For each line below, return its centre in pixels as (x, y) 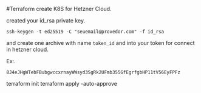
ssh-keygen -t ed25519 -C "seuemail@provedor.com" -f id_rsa (85, 32)
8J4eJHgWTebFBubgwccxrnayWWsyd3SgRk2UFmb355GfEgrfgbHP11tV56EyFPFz (94, 72)
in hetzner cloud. (27, 49)
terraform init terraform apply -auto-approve (62, 84)
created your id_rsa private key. (46, 20)
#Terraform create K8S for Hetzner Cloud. (59, 9)
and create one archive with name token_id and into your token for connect (101, 43)
